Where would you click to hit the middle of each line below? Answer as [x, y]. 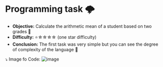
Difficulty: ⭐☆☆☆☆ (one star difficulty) [54, 37]
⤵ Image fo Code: [23, 59]
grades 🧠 [22, 31]
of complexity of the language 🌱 [45, 49]
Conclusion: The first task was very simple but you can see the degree [85, 44]
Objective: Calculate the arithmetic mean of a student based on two [82, 26]
